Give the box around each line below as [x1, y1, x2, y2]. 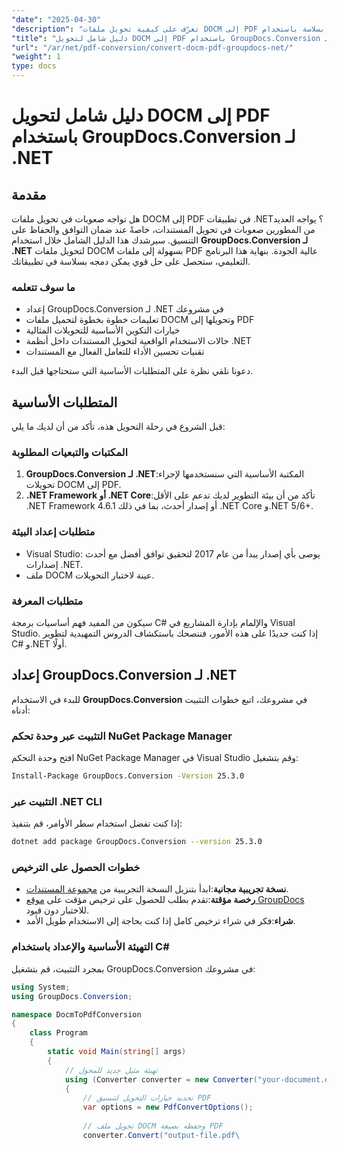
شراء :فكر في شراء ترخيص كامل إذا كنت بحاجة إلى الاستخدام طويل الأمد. [25, 915, 296, 927]
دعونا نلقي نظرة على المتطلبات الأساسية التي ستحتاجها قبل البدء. [11, 365, 254, 377]
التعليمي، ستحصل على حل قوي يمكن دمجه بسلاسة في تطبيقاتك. [11, 256, 251, 267]
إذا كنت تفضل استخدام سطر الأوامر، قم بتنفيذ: [11, 817, 183, 830]
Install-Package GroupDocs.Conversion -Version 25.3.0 [11, 771, 245, 781]
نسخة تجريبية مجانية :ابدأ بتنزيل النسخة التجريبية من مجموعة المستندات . [25, 883, 289, 895]
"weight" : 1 [11, 52, 61, 62]
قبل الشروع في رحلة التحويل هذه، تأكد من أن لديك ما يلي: [11, 421, 226, 433]
